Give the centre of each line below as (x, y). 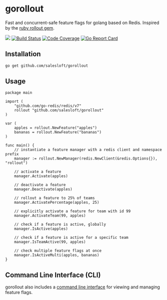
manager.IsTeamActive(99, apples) (50, 242)
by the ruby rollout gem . (30, 28)
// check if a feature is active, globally (60, 224)
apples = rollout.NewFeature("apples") (56, 128)
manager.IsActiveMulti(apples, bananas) (57, 255)
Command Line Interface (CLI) (53, 275)
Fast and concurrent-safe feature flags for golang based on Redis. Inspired (82, 23)
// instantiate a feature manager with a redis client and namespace (88, 150)
